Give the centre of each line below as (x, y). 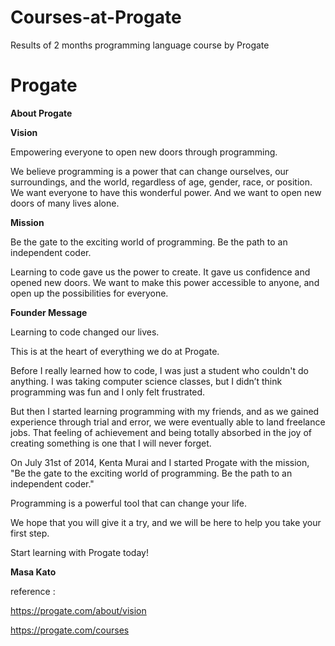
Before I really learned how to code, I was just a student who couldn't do (159, 370)
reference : (33, 591)
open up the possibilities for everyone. (89, 293)
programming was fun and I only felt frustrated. (108, 392)
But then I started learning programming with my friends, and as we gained (165, 411)
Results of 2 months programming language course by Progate (140, 45)
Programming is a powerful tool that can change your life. (128, 503)
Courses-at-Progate (96, 17)
